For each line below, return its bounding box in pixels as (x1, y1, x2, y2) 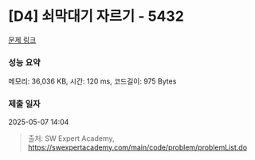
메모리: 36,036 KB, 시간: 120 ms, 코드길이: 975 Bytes (8, 76, 177, 86)
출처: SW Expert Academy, (27, 133, 115, 143)
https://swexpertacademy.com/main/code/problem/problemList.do (27, 142, 248, 152)
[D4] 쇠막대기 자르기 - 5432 (8, 7, 185, 25)
